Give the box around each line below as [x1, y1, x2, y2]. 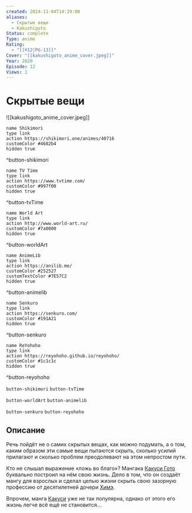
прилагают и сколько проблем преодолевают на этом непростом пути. [6, 453, 187, 460]
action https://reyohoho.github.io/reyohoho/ [6, 353, 120, 359]
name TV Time [6, 168, 38, 174]
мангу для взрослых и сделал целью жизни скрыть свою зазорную [6, 478, 177, 484]
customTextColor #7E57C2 [6, 273, 67, 279]
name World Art [6, 210, 44, 216]
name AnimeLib [6, 253, 41, 259]
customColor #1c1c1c [6, 358, 57, 364]
